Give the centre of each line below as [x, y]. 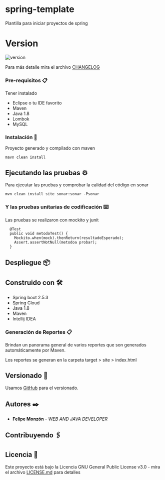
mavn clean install [25, 157]
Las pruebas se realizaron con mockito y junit [52, 220]
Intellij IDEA [24, 319]
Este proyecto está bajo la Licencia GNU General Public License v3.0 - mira [83, 467]
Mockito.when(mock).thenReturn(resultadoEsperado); [69, 238]
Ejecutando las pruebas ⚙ [46, 172]
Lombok [21, 119]
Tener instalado [21, 93]
